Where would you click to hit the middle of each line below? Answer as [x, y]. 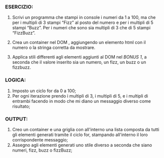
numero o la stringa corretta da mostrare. [54, 48]
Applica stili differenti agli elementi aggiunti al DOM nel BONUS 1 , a [79, 57]
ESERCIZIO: [19, 7]
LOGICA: [15, 80]
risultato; [21, 106]
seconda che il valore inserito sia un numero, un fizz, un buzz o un [79, 62]
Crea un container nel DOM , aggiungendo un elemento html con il [79, 42]
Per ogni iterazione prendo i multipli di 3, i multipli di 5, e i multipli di [80, 96]
